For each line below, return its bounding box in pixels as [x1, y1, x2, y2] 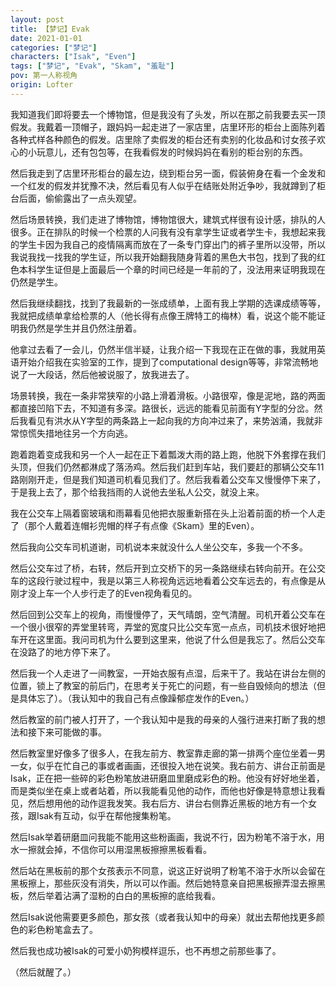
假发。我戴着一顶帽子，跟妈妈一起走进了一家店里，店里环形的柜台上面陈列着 [10, 121, 326, 133]
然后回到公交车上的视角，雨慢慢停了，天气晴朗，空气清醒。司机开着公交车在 [10, 608, 326, 620]
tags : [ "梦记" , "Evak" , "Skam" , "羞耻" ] [10, 61, 175, 71]
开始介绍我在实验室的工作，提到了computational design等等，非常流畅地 [18, 356, 319, 368]
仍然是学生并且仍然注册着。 [27, 322, 142, 334]
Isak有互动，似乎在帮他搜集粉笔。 [36, 809, 177, 821]
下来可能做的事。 [36, 726, 107, 738]
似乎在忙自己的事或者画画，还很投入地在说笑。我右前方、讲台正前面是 [36, 759, 326, 771]
